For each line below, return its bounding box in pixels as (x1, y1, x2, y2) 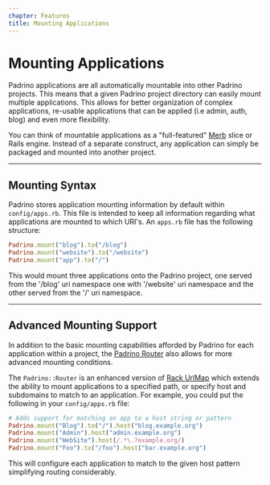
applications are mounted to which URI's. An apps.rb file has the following (8, 217, 253, 226)
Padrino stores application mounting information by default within (8, 200, 225, 209)
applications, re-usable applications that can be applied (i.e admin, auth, (8, 106, 247, 116)
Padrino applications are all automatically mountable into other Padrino (8, 81, 243, 90)
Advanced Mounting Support (8, 319, 157, 333)
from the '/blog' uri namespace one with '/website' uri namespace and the (8, 279, 254, 288)
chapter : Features (8, 11, 70, 20)
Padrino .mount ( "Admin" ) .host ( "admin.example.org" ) (8, 429, 182, 437)
